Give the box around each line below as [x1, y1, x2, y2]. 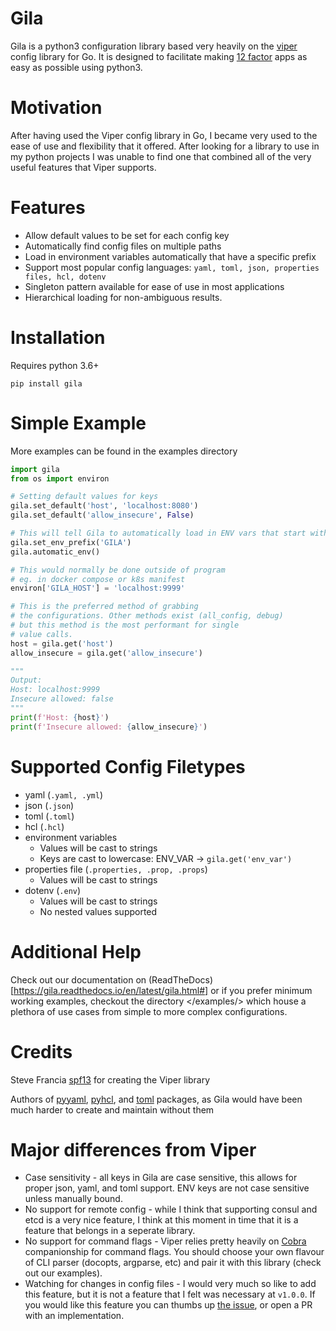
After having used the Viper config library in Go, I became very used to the [10, 129, 318, 141]
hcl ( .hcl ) [24, 820, 65, 832]
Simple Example [10, 412, 147, 434]
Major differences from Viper [10, 1138, 257, 1161]
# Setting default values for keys [10, 492, 159, 502]
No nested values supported [39, 905, 158, 917]
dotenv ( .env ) [24, 884, 82, 896]
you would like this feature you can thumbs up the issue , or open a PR [24, 1299, 313, 1311]
